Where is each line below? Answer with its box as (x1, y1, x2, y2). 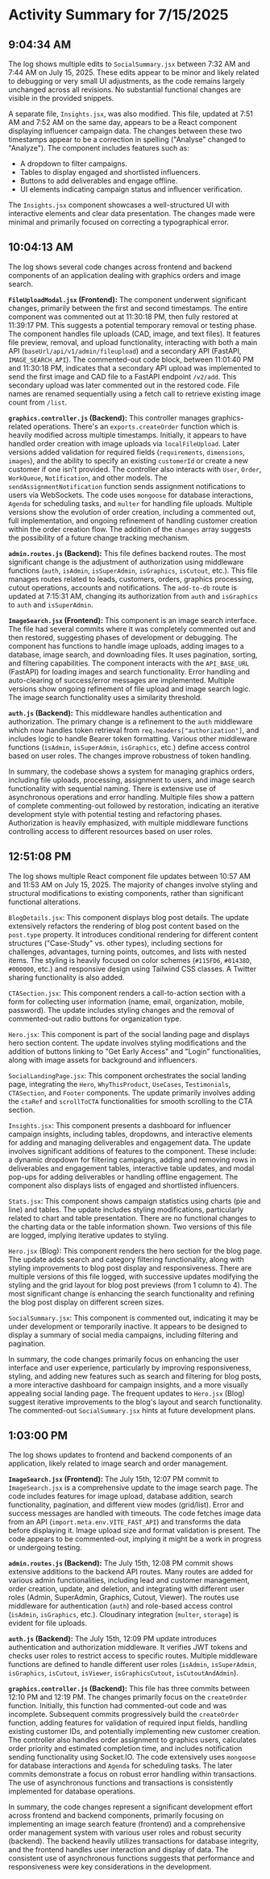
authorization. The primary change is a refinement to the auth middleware (8, 716, 253, 726)
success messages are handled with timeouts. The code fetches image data (8, 1508, 262, 1518)
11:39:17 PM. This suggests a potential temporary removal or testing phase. (8, 320, 257, 330)
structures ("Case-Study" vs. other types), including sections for (8, 938, 223, 948)
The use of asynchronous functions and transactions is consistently (8, 1778, 234, 1788)
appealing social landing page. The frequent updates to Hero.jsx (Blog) (8, 1388, 246, 1398)
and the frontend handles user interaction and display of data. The (8, 1845, 229, 1855)
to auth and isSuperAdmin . (8, 599, 93, 609)
